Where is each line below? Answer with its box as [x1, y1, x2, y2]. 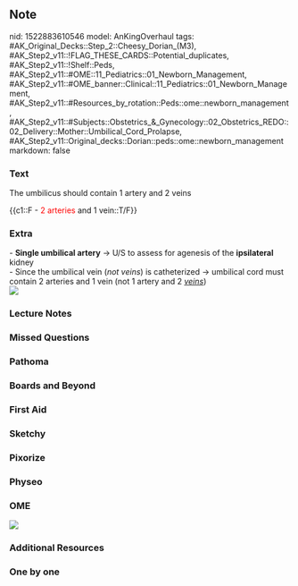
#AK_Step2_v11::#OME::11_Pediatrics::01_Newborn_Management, [9, 69, 247, 80]
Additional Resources [9, 541, 104, 554]
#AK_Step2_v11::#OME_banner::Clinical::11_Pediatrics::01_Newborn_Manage [9, 78, 288, 89]
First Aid [9, 403, 47, 416]
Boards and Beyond [9, 379, 96, 392]
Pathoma [9, 355, 49, 368]
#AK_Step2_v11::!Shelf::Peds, [9, 59, 115, 70]
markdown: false [9, 145, 71, 156]
